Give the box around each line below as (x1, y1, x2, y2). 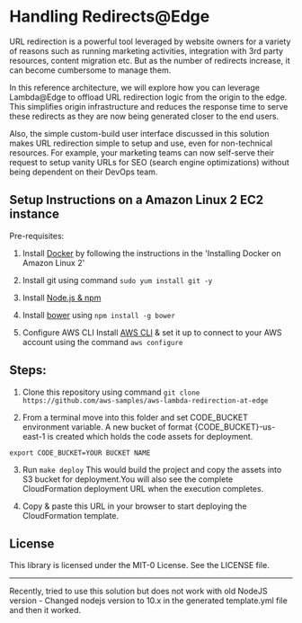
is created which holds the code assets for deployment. (47, 431, 253, 441)
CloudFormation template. (22, 510, 120, 521)
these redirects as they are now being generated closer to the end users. (9, 111, 280, 121)
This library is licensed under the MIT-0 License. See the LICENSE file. (9, 560, 270, 571)
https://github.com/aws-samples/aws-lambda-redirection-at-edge (22, 396, 269, 405)
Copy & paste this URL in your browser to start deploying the (22, 501, 247, 512)
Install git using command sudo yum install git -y (22, 274, 213, 285)
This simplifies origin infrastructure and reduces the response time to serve (9, 101, 289, 111)
